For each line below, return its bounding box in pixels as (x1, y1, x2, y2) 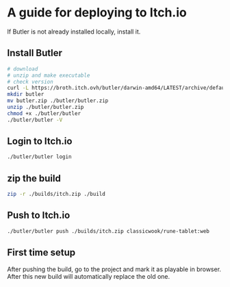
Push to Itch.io (7, 210, 71, 221)
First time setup (7, 247, 76, 258)
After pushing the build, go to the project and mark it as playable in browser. (7, 265, 221, 273)
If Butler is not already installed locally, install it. (7, 27, 141, 36)
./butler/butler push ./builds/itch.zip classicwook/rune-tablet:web (7, 227, 210, 234)
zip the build (7, 173, 62, 184)
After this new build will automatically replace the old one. (7, 272, 170, 280)
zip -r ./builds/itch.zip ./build (7, 190, 106, 198)
